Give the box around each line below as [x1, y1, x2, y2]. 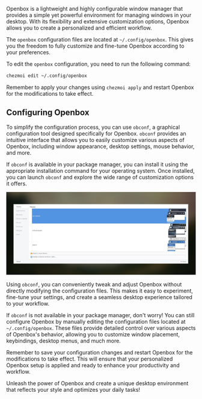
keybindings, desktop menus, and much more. [6, 337, 121, 344]
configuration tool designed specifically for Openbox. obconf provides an [6, 129, 186, 137]
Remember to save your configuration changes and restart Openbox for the [6, 348, 193, 356]
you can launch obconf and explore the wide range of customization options [6, 173, 194, 181]
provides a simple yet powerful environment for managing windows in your [6, 11, 192, 19]
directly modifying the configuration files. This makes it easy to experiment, [6, 287, 194, 294]
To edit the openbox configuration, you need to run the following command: [6, 60, 191, 67]
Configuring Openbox [6, 108, 90, 118]
